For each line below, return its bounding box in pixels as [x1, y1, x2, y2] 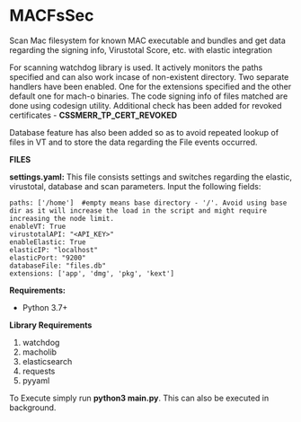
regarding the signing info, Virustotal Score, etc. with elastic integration [9, 44, 272, 55]
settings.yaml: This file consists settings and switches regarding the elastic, [9, 171, 293, 182]
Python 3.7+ [22, 302, 68, 312]
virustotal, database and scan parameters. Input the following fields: [9, 180, 261, 191]
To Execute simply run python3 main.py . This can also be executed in [9, 392, 270, 403]
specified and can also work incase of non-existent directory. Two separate [9, 71, 289, 82]
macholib [22, 347, 57, 357]
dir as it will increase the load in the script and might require [9, 206, 268, 215]
